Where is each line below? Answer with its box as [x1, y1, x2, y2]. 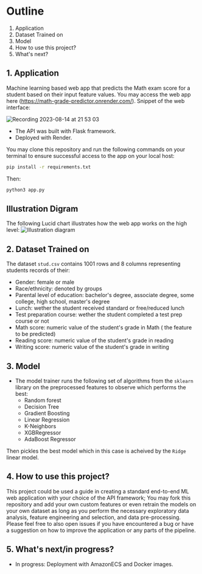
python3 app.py [6, 187, 45, 193]
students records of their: [6, 267, 70, 274]
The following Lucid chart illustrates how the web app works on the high [6, 220, 187, 227]
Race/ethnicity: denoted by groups [15, 285, 102, 292]
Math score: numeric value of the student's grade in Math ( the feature [15, 324, 192, 331]
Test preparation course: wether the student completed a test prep [15, 311, 183, 318]
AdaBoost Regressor [24, 435, 76, 443]
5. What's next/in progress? [6, 544, 114, 554]
